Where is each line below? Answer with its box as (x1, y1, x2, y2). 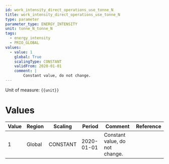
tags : (5, 31, 17, 36)
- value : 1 (10, 49, 33, 54)
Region (27, 123, 44, 130)
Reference (136, 123, 161, 130)
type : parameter (5, 17, 39, 22)
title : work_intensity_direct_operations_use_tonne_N (5, 12, 121, 17)
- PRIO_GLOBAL (10, 40, 39, 45)
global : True (14, 54, 42, 60)
